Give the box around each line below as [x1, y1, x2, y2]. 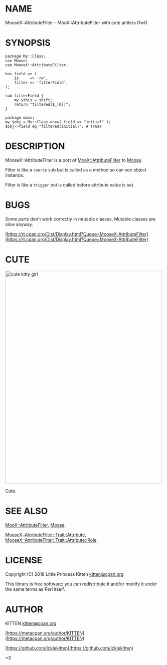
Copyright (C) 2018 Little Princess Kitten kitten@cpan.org [5, 571, 124, 577]
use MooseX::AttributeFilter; [5, 62, 69, 68]
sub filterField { [5, 93, 44, 98]
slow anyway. [5, 221, 34, 227]
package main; [5, 115, 35, 120]
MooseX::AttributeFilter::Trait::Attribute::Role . [5, 537, 98, 543]
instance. [5, 172, 25, 178]
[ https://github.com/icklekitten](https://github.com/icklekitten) [5, 645, 134, 651]
